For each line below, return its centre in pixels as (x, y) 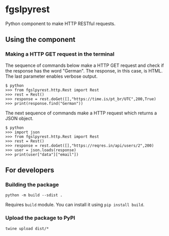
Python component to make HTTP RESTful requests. (61, 23)
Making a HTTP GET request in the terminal (60, 54)
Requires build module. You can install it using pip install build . (75, 205)
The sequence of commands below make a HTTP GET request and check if (85, 65)
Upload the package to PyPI (40, 218)
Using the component (40, 40)
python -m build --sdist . (34, 195)
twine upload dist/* (27, 228)
